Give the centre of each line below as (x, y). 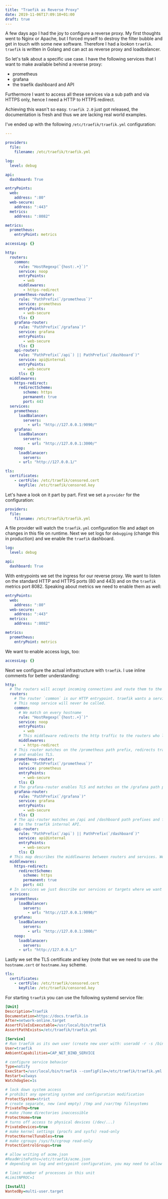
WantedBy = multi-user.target (34, 1191)
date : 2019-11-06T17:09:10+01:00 (40, 15)
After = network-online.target (35, 1021)
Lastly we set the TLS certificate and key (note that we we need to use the (82, 960)
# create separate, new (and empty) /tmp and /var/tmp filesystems (77, 1104)
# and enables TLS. (34, 754)
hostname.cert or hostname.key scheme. (46, 965)
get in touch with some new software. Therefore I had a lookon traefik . (79, 44)
